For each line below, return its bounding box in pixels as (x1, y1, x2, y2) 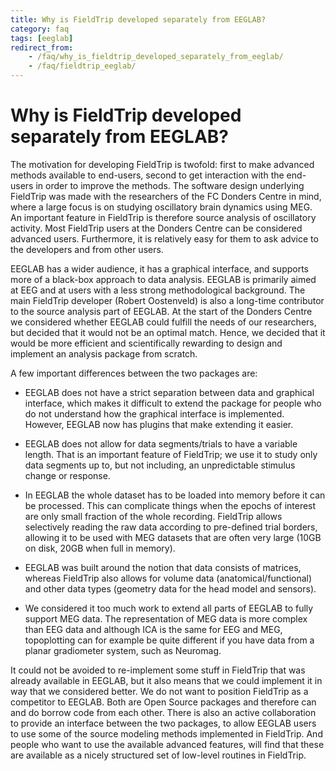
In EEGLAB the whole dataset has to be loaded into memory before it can (24, 489, 326, 501)
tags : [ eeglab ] (10, 33, 74, 43)
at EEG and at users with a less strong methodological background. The (10, 284, 306, 296)
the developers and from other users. (10, 243, 164, 255)
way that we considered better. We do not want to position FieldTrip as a (10, 685, 309, 697)
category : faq (10, 24, 70, 34)
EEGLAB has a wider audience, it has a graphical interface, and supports (10, 262, 310, 275)
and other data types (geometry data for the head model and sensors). (24, 582, 317, 595)
